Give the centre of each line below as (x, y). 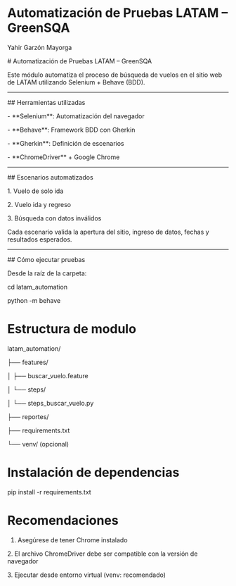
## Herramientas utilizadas (46, 102)
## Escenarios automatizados (50, 177)
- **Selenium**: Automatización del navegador (76, 116)
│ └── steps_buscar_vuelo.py (51, 403)
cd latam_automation (38, 287)
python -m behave (34, 300)
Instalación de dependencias (93, 473)
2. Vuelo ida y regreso (39, 204)
